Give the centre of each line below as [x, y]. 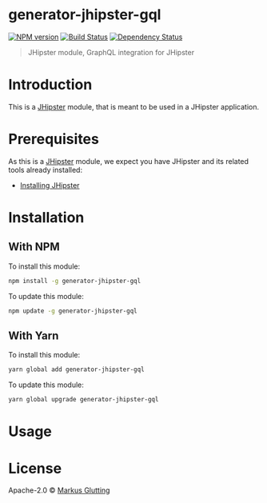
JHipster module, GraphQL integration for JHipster [111, 52]
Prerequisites [54, 140]
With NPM [34, 247]
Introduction [50, 85]
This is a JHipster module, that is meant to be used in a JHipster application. [134, 106]
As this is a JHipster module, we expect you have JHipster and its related [129, 161]
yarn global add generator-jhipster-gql [77, 369]
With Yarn [34, 335]
